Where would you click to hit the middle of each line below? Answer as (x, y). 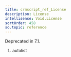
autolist (19, 51)
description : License (27, 14)
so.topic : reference (26, 28)
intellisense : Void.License (34, 18)
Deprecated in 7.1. (23, 41)
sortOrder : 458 (20, 23)
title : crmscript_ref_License (36, 9)
